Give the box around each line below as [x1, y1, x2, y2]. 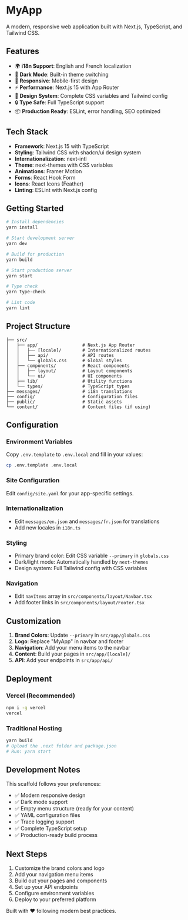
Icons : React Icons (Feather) [14, 180, 84, 187]
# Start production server [6, 267, 72, 273]
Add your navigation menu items [14, 871, 93, 878]
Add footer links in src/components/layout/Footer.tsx [14, 599, 145, 606]
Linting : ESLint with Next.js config [14, 186, 98, 193]
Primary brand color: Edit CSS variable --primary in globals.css [14, 552, 169, 560]
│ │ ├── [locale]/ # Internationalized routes [6, 347, 151, 353]
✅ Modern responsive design [14, 792, 86, 799]
